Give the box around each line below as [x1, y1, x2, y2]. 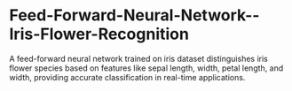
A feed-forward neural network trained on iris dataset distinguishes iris [9, 53, 268, 64]
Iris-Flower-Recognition [9, 24, 189, 44]
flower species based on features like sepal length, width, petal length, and [9, 63, 284, 73]
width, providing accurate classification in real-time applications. [9, 72, 246, 82]
